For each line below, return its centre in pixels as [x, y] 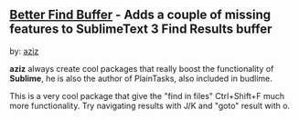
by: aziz [24, 51]
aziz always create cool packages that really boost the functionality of [142, 68]
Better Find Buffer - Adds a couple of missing [140, 15]
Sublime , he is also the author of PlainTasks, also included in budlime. [141, 78]
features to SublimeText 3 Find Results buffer [141, 30]
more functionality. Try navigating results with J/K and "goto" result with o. [150, 105]
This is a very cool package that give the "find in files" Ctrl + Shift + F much [147, 95]
